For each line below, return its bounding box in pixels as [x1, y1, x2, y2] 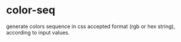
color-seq [6, 3, 55, 17]
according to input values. [6, 29, 70, 36]
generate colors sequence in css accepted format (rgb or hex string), [6, 23, 176, 30]
